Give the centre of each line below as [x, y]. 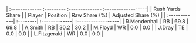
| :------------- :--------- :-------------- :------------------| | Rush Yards [93, 9]
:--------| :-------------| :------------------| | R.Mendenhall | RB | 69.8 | [102, 21]
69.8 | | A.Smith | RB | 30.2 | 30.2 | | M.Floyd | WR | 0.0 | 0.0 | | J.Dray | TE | [97, 27]
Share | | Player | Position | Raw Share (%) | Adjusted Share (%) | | [86, 15]
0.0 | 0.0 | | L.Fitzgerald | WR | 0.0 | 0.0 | [55, 34]
